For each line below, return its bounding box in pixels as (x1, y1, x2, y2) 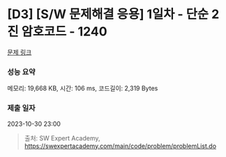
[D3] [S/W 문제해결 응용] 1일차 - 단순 (7, 6, 209, 22)
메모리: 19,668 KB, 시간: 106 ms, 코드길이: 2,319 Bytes (7, 84, 158, 92)
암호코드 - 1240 (21, 24, 107, 40)
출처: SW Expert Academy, (24, 133, 100, 142)
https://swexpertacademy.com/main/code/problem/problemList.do (24, 142, 217, 150)
